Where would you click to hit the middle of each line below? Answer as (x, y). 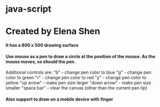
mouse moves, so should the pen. (41, 62)
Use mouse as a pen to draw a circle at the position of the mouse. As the (80, 56)
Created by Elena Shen (53, 32)
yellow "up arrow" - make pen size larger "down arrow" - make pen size (78, 83)
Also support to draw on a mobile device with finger (59, 99)
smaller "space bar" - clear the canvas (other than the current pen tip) (77, 88)
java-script (28, 9)
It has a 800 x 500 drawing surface (42, 45)
